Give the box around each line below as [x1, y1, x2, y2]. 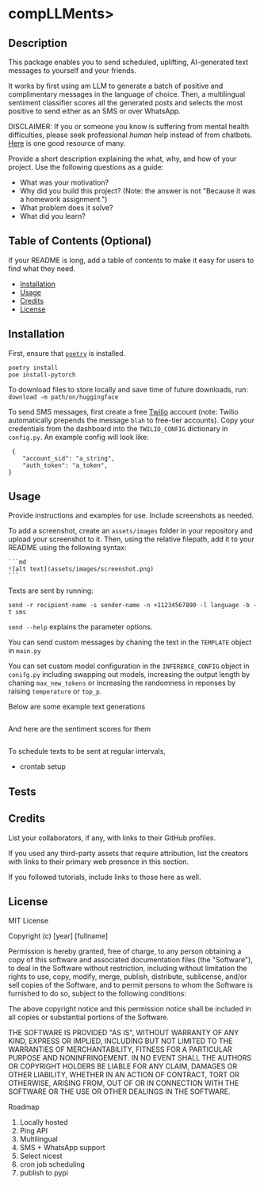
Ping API [19, 1126, 48, 1136]
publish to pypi [19, 1168, 69, 1178]
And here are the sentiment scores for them [8, 724, 151, 734]
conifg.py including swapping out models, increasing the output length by [8, 670, 251, 679]
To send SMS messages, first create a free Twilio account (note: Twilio [8, 407, 239, 416]
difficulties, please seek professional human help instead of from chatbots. [8, 130, 253, 140]
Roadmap [8, 1103, 40, 1112]
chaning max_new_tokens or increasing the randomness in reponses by [8, 679, 236, 688]
